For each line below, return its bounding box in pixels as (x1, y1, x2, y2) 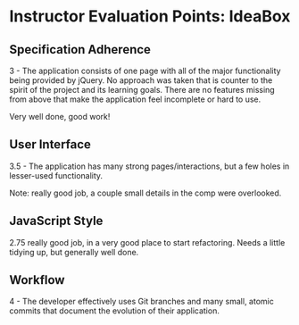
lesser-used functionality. (9, 170, 104, 180)
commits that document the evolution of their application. (9, 305, 220, 316)
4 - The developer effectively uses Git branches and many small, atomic (9, 296, 274, 307)
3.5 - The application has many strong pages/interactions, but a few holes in (9, 161, 290, 171)
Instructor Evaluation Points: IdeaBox (9, 6, 291, 27)
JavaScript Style (9, 213, 104, 229)
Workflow (9, 272, 65, 287)
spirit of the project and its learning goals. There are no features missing (9, 85, 275, 95)
